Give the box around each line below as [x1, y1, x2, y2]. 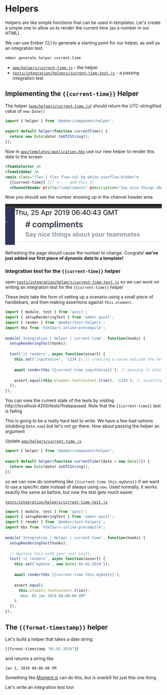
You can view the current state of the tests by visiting [5, 397, 114, 403]
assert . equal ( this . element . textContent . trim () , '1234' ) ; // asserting [14, 378, 164, 383]
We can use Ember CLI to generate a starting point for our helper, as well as [5, 39, 161, 45]
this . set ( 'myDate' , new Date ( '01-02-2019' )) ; [14, 562, 110, 567]
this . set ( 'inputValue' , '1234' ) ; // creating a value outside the [14, 357, 155, 362]
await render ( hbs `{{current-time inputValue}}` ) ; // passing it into [14, 367, 162, 372]
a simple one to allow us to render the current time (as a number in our [5, 24, 150, 30]
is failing [5, 408, 22, 414]
